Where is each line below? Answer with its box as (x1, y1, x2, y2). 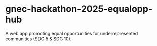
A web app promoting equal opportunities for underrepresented (5, 30, 138, 36)
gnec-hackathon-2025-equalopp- (5, 3, 153, 15)
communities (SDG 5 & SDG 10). (5, 36, 72, 42)
